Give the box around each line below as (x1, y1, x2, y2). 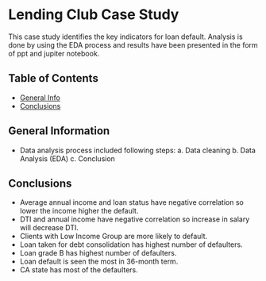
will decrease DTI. (19, 223, 79, 233)
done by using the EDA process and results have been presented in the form (8, 40, 258, 49)
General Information (8, 125, 110, 138)
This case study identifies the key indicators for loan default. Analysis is (8, 32, 244, 41)
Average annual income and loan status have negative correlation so (19, 198, 244, 207)
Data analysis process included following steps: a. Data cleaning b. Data (19, 145, 256, 155)
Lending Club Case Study (8, 6, 179, 24)
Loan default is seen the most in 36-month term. (19, 256, 179, 267)
